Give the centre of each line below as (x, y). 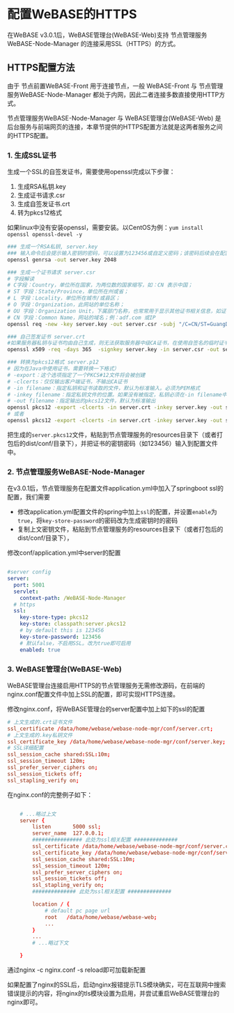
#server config (29, 572)
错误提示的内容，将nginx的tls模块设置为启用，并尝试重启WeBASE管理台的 (113, 993)
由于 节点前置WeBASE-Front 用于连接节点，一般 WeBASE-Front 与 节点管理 (115, 86)
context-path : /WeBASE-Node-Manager (73, 598)
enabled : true (40, 650)
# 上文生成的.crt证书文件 (40, 722)
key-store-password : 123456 (60, 637)
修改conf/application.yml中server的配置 (64, 553)
